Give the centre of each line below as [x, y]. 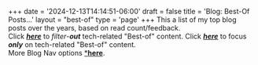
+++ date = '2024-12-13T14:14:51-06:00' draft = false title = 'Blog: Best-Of [129, 11]
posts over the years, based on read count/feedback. [94, 28]
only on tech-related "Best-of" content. [72, 45]
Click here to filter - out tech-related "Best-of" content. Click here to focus [127, 36]
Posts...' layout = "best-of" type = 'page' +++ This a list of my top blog [122, 20]
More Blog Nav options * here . [57, 53]
